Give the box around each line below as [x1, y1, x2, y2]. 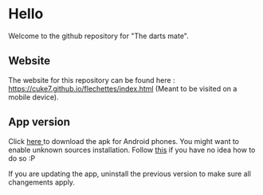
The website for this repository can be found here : [8, 75, 175, 84]
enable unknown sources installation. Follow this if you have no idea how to [8, 145, 256, 154]
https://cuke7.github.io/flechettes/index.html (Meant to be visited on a [8, 84, 237, 93]
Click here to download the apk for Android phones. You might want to [8, 136, 240, 146]
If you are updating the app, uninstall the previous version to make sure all [8, 169, 251, 178]
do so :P [8, 153, 36, 163]
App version [8, 115, 70, 129]
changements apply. [8, 177, 76, 187]
